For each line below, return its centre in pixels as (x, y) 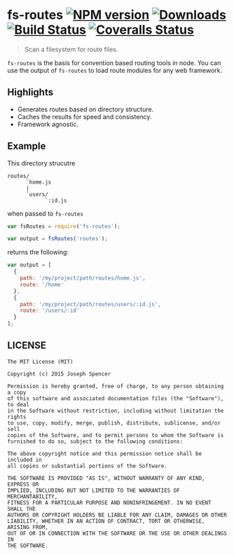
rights (17, 417)
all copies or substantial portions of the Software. (88, 466)
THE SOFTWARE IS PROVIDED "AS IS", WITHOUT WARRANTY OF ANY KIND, (106, 478)
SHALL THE (22, 509)
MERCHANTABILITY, (33, 496)
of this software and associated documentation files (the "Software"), (116, 398)
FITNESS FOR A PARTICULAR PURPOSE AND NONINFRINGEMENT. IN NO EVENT (109, 502)
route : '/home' (42, 285)
